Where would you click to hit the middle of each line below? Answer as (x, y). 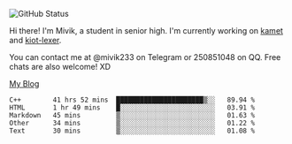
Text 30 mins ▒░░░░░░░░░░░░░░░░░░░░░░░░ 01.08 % (132, 131)
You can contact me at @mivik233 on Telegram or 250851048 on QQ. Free (145, 57)
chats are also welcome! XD (60, 67)
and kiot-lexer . (35, 40)
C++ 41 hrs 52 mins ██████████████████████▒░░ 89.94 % (132, 100)
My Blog (24, 83)
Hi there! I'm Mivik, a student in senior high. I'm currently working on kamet (146, 30)
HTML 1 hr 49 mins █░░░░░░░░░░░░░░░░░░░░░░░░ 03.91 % (132, 108)
